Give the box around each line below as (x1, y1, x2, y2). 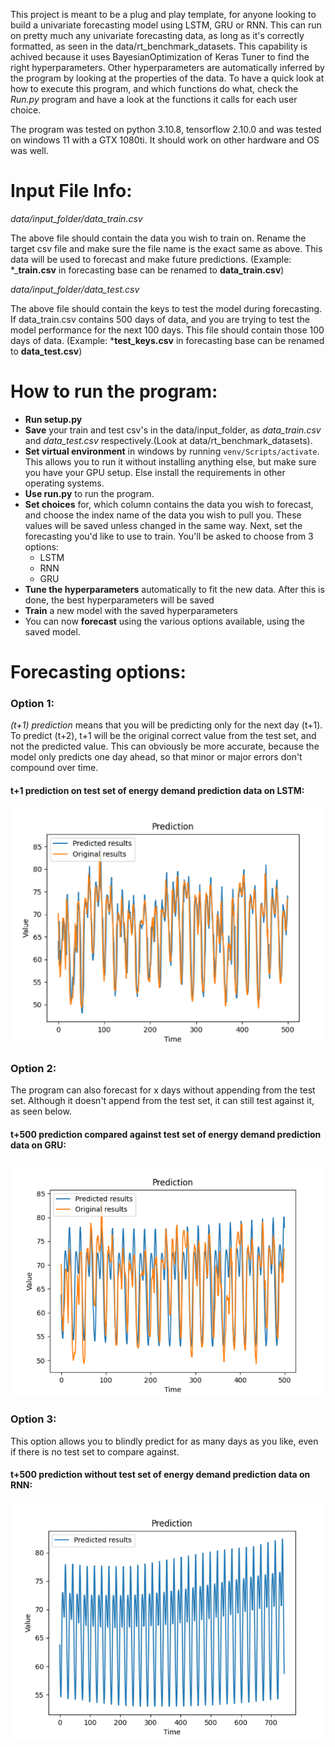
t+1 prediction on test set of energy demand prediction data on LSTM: (10, 784, 305, 796)
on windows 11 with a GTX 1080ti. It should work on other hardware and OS (10, 134, 320, 146)
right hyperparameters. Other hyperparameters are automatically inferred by (10, 62, 325, 73)
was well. (10, 145, 49, 156)
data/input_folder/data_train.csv (10, 212, 143, 224)
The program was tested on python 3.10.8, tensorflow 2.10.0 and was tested (10, 124, 322, 135)
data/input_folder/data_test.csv (10, 283, 140, 295)
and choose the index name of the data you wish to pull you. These (24, 509, 302, 521)
